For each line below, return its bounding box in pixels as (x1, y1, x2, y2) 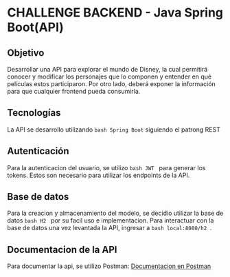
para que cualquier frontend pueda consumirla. (7, 88, 141, 95)
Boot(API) (7, 19, 64, 35)
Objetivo (7, 47, 45, 59)
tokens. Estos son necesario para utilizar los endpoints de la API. (7, 171, 190, 179)
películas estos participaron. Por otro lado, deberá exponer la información (7, 80, 216, 88)
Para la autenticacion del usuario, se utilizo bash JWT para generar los (7, 163, 206, 172)
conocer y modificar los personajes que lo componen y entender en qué (7, 72, 211, 81)
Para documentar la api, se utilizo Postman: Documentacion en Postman (7, 262, 211, 270)
